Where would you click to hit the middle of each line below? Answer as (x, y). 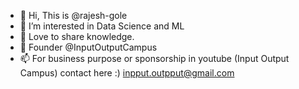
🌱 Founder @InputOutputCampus (88, 47)
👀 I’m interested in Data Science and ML (102, 26)
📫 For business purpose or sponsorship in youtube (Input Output (154, 58)
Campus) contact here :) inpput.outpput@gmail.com (127, 73)
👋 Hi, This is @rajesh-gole (73, 15)
